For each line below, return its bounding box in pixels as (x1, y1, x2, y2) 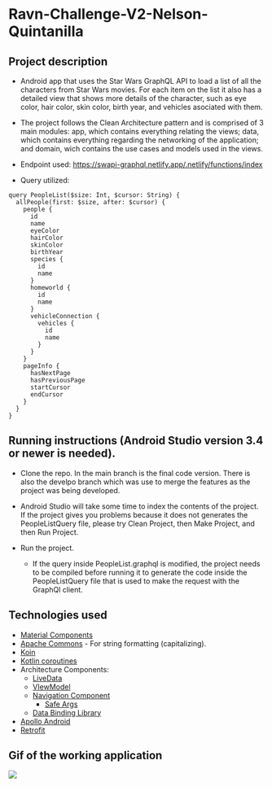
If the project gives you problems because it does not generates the (20, 509, 248, 519)
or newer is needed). (8, 447, 116, 461)
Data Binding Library (32, 707, 102, 717)
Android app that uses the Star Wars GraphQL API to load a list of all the (20, 77, 262, 85)
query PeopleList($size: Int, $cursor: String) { (8, 191, 181, 199)
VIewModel (32, 681, 71, 692)
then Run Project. (20, 527, 79, 537)
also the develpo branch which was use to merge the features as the (20, 477, 251, 487)
